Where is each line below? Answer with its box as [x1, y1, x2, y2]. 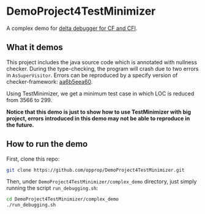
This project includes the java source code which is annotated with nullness [6, 58, 198, 65]
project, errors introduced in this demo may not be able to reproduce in [6, 114, 190, 122]
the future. [6, 121, 35, 128]
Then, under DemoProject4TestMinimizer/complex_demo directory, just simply [6, 178, 197, 185]
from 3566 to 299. [6, 96, 53, 103]
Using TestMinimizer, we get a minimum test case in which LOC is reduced [6, 90, 195, 97]
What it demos [6, 42, 63, 53]
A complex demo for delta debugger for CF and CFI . [6, 24, 138, 32]
